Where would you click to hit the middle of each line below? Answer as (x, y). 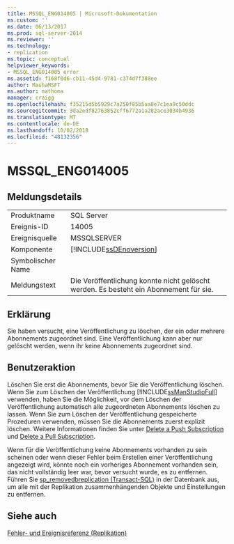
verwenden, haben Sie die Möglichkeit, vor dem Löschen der (95, 399)
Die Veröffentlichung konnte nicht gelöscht (140, 281)
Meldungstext (33, 285)
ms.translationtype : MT (42, 117)
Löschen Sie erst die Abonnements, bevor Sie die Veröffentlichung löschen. (116, 384)
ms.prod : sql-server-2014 (45, 33)
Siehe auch (32, 516)
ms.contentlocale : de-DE (43, 124)
